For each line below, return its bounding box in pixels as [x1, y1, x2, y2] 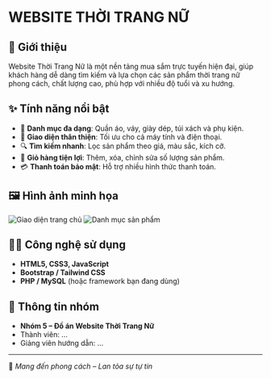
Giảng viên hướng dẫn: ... [19, 339, 104, 348]
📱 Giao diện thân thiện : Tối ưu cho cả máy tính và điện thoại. [19, 131, 223, 141]
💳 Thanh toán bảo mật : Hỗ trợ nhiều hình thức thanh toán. [19, 161, 216, 171]
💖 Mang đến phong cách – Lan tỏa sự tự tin [8, 361, 153, 371]
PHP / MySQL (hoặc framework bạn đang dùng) [19, 277, 180, 286]
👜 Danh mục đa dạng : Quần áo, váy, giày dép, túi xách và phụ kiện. [19, 123, 244, 133]
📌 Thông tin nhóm [8, 299, 99, 314]
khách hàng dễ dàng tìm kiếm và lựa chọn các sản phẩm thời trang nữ [8, 70, 240, 80]
